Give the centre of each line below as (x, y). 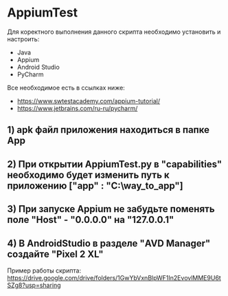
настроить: (23, 39)
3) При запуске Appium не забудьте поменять (111, 209)
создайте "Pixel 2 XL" (56, 254)
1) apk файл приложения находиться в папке (108, 130)
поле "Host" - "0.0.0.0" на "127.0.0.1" (91, 220)
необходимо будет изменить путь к (88, 175)
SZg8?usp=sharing (34, 285)
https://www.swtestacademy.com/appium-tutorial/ (88, 101)
